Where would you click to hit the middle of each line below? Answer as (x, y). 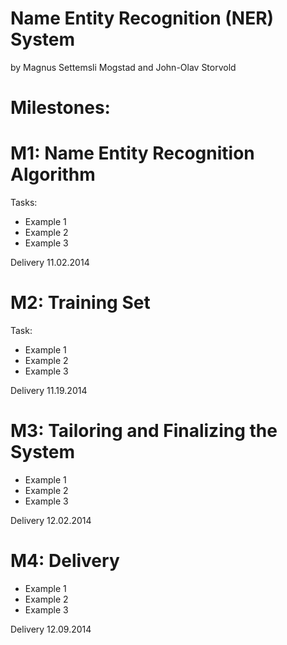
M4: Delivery (65, 561)
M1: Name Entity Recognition (132, 153)
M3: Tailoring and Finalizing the (144, 431)
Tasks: (24, 203)
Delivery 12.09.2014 (51, 629)
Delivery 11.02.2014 (50, 263)
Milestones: (60, 108)
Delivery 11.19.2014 (49, 390)
